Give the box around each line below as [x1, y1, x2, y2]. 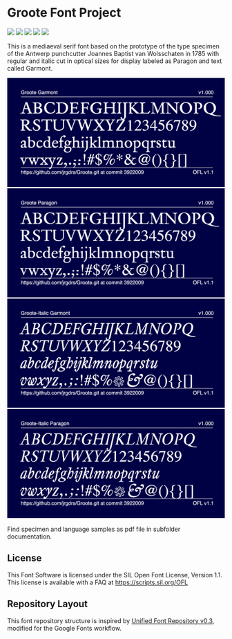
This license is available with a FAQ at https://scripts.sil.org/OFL [7, 578, 188, 586]
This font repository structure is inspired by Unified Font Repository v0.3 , [7, 616, 215, 624]
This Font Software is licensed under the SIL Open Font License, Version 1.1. [7, 570, 223, 579]
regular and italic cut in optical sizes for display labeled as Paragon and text [7, 57, 222, 65]
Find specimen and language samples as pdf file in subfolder [7, 525, 181, 533]
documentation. [7, 532, 52, 541]
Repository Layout [7, 598, 88, 610]
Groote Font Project [7, 5, 122, 21]
